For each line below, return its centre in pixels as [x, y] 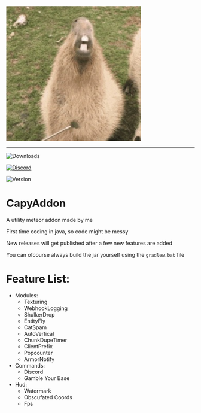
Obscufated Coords [48, 397]
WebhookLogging [45, 308]
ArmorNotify [39, 359]
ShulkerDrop [39, 314]
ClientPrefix [38, 346]
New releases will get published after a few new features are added [89, 243]
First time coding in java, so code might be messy [67, 231]
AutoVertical [39, 333]
